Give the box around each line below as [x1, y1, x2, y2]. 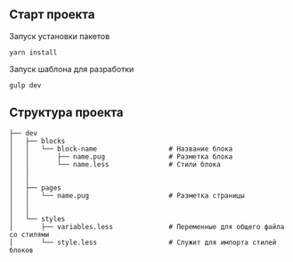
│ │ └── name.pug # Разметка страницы [9, 191, 245, 200]
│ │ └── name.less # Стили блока [9, 160, 221, 168]
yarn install [9, 48, 58, 57]
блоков [9, 245, 34, 255]
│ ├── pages [9, 183, 62, 192]
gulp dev [9, 80, 42, 90]
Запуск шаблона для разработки [9, 63, 134, 74]
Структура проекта [9, 105, 124, 120]
